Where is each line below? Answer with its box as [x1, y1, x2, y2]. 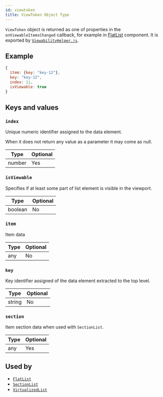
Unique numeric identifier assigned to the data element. [5, 129, 122, 135]
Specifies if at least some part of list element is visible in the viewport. [5, 185, 152, 191]
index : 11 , [10, 80, 33, 85]
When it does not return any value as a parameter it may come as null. [5, 139, 152, 145]
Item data [5, 231, 25, 237]
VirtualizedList [12, 387, 47, 393]
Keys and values [5, 103, 59, 112]
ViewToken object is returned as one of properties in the [5, 26, 121, 32]
